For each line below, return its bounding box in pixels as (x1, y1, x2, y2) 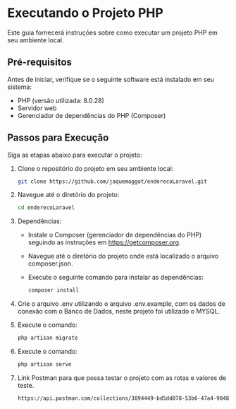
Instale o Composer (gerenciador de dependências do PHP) (27, 231, 202, 239)
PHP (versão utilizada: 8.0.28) (17, 96, 104, 105)
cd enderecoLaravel (17, 204, 75, 211)
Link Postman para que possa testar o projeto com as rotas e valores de (17, 373, 227, 382)
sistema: (7, 83, 32, 91)
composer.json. (27, 259, 73, 268)
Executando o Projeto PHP (7, 5, 163, 21)
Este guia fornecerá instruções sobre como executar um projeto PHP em (7, 28, 218, 37)
